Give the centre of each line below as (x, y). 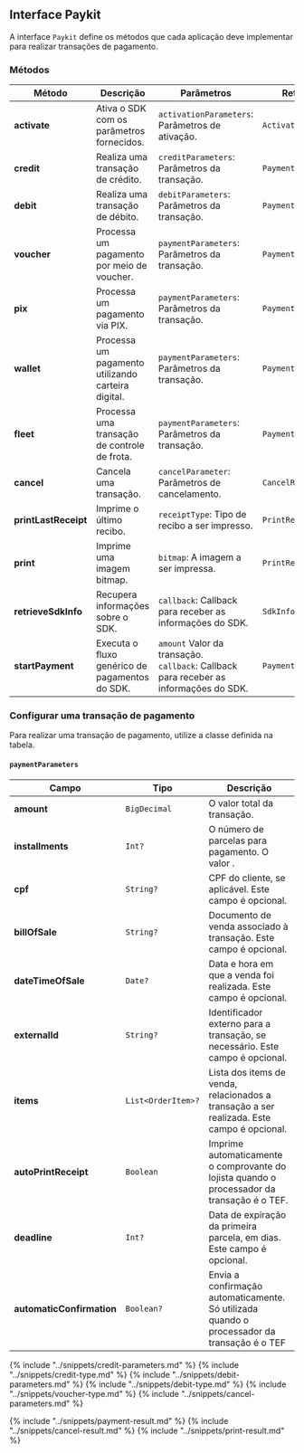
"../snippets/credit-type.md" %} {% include (90, 1374)
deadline (33, 1237)
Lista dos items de (247, 1072)
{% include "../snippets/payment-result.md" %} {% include (119, 1420)
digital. (110, 397)
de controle (120, 445)
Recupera (117, 594)
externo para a (240, 1023)
